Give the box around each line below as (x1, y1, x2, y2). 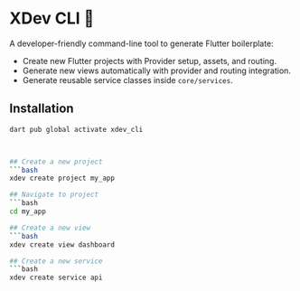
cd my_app (9, 207, 47, 216)
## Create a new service (9, 257, 103, 266)
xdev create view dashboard (9, 239, 116, 249)
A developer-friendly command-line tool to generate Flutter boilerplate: (9, 38, 274, 49)
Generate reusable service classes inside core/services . (22, 74, 233, 85)
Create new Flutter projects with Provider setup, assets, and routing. (22, 55, 277, 66)
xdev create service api (9, 273, 103, 283)
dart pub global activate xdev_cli (9, 125, 144, 134)
